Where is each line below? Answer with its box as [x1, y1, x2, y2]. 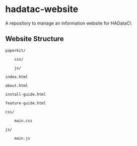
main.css [14, 118, 33, 123]
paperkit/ [5, 48, 26, 53]
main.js [14, 135, 30, 141]
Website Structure [5, 35, 64, 43]
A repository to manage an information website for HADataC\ [5, 20, 132, 26]
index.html [5, 74, 28, 79]
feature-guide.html [5, 100, 46, 106]
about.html [5, 83, 28, 88]
